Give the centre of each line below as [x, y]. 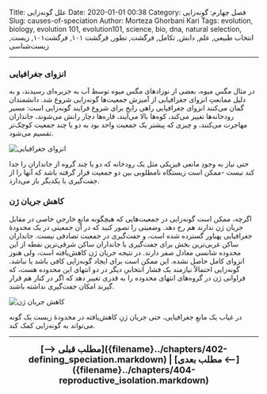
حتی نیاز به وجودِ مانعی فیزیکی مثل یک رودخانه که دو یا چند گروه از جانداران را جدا [129, 164]
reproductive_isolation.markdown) [134, 380]
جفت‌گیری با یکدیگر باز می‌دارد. [54, 181]
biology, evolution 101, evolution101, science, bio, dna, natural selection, [126, 29]
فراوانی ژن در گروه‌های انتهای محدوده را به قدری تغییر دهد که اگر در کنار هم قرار [128, 277]
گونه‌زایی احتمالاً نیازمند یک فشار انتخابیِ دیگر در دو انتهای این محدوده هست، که [124, 269]
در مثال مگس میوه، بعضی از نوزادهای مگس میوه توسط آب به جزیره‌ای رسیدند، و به [132, 91]
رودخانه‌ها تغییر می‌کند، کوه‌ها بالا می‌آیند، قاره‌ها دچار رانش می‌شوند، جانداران [122, 117]
